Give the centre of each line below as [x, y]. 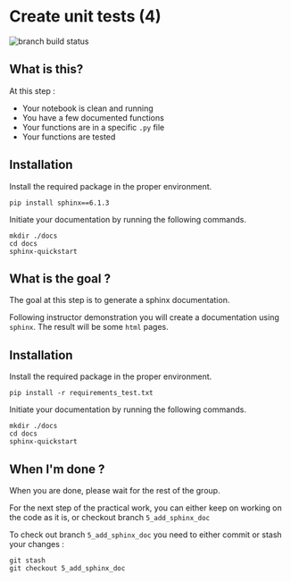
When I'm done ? [57, 469]
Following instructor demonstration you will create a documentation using [144, 317]
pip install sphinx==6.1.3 [59, 203]
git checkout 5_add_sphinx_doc [67, 569]
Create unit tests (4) [86, 17]
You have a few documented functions [93, 117]
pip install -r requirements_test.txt [81, 393]
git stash [28, 561]
